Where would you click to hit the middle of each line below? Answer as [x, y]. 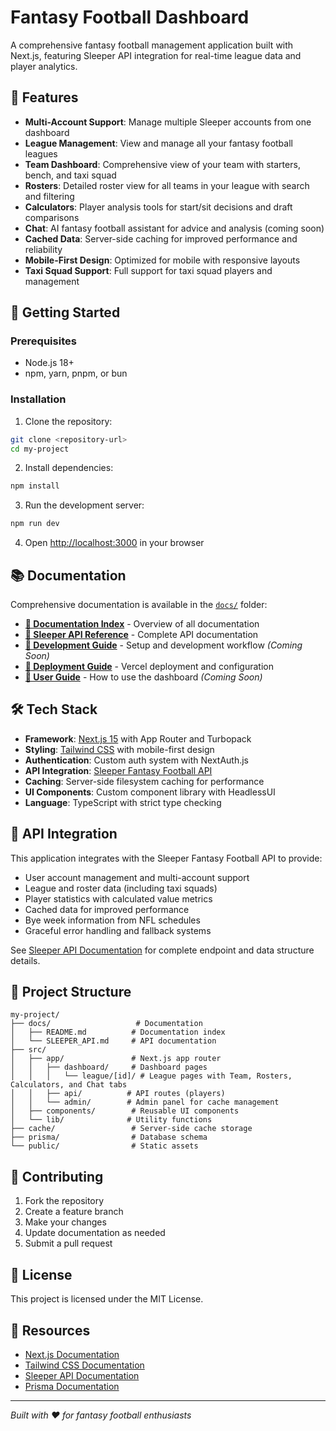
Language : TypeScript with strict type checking [123, 802]
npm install [35, 486]
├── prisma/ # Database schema [109, 1137]
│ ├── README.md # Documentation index [118, 1032]
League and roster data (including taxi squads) [121, 888]
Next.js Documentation [72, 1354]
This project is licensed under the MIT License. [107, 1299]
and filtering [49, 196]
